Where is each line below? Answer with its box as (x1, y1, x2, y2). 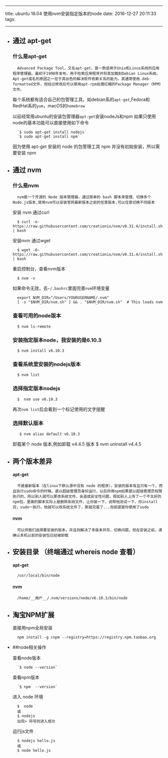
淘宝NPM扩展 (12, 611, 54, 619)
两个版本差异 (12, 457, 52, 466)
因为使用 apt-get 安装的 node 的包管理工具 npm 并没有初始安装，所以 (12, 143, 156, 149)
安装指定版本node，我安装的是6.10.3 (12, 337, 101, 344)
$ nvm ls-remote (17, 324, 51, 329)
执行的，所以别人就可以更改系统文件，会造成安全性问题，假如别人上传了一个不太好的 (12, 494, 161, 499)
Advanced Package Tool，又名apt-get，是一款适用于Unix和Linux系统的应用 (17, 66, 160, 71)
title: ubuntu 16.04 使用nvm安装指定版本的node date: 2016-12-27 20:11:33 (5, 11, 156, 17)
